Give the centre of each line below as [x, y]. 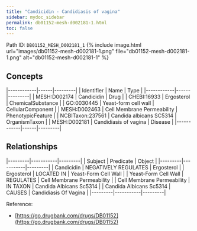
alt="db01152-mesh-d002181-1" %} [66, 57]
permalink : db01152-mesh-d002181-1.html [57, 23]
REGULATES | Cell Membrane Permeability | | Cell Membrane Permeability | [98, 180]
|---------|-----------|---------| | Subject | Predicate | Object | [82, 161]
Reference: [20, 204]
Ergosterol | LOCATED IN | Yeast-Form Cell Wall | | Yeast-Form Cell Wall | [95, 174]
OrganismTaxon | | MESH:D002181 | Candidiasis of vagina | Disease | [90, 122]
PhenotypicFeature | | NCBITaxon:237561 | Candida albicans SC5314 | [91, 115]
